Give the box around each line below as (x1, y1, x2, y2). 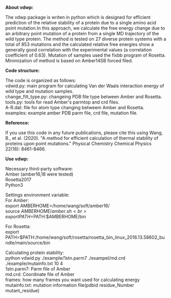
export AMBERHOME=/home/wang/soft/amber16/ (5, 203, 110, 209)
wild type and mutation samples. (5, 88, 74, 94)
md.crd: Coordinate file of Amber (5, 271, 75, 277)
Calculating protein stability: (5, 250, 64, 256)
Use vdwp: (5, 156, 29, 162)
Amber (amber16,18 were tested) (5, 171, 74, 177)
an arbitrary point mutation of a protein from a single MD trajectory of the (5, 31, 159, 36)
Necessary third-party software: (5, 166, 73, 171)
